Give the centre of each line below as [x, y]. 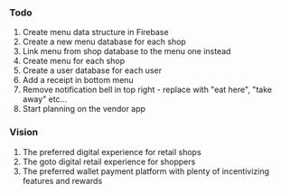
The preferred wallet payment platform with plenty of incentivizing [145, 171]
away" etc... [45, 99]
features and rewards [62, 180]
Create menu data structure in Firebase [95, 32]
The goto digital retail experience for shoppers [109, 161]
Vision [24, 133]
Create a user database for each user [92, 70]
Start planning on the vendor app [84, 109]
